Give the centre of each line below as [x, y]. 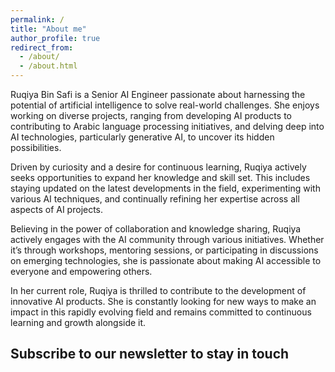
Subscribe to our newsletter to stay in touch [150, 354]
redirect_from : [42, 47]
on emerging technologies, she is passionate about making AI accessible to [166, 260]
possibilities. [36, 147]
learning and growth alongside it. [78, 322]
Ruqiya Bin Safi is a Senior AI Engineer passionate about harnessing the [158, 94]
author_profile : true [55, 38]
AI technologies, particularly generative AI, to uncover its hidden [142, 137]
